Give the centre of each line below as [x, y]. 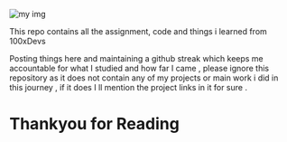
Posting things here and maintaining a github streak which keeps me [136, 58]
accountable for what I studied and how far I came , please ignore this [139, 68]
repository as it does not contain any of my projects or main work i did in [144, 78]
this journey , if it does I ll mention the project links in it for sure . [129, 87]
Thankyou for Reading [95, 124]
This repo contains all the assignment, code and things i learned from [139, 31]
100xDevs [28, 41]
